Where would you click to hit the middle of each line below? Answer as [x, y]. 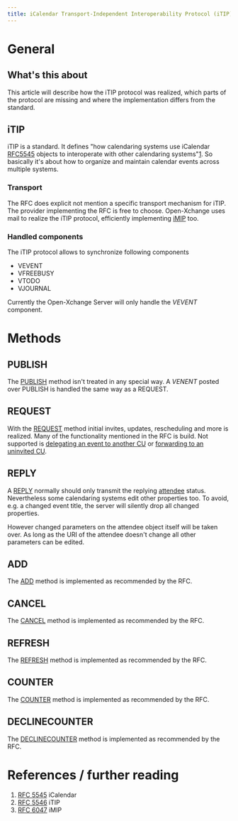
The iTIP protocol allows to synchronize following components [98, 252]
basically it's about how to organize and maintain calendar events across [113, 162]
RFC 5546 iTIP [39, 802]
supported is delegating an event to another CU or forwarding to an [106, 443]
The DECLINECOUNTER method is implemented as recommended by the [114, 739]
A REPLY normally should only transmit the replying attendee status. [107, 490]
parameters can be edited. [46, 542]
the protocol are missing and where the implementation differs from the [112, 99]
